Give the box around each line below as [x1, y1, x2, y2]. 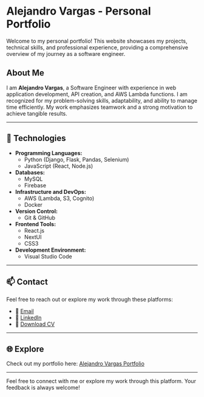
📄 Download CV [15, 320, 55, 328]
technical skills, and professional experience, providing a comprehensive [6, 44, 188, 51]
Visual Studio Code [24, 252, 72, 260]
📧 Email [15, 308, 35, 315]
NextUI [24, 233, 42, 241]
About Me [6, 68, 44, 78]
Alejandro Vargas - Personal [6, 4, 151, 18]
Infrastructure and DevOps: [15, 188, 86, 195]
